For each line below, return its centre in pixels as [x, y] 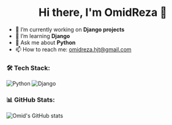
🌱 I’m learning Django [43, 36]
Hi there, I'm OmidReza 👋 [103, 13]
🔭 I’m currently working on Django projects [70, 29]
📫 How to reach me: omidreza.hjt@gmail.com [73, 49]
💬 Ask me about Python [45, 42]
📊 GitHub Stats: [31, 100]
